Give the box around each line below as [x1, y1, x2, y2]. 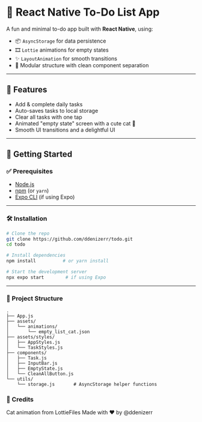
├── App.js [6, 313, 34, 319]
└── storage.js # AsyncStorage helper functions [17, 381, 158, 388]
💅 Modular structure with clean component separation [14, 61, 149, 68]
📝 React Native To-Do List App [6, 5, 160, 19]
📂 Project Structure [6, 294, 63, 303]
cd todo [6, 241, 26, 248]
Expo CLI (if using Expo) [14, 193, 75, 200]
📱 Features [6, 85, 47, 95]
